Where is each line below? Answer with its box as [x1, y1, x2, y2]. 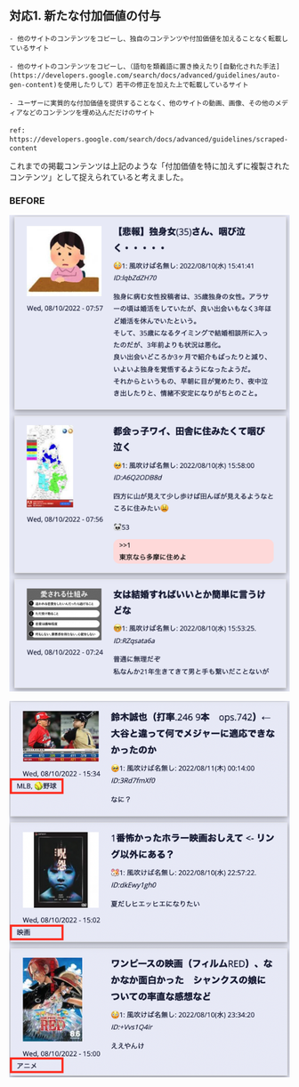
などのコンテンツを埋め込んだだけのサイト [21, 108, 156, 117]
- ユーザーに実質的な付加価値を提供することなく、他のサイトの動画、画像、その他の [9, 99, 276, 108]
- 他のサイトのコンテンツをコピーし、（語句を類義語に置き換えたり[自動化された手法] [9, 61, 280, 71]
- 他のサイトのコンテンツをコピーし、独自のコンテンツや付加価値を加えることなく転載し [9, 34, 289, 43]
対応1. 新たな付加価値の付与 [9, 8, 162, 24]
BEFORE [9, 194, 45, 206]
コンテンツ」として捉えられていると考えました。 [9, 172, 189, 182]
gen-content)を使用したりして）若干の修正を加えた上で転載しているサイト [9, 80, 249, 89]
